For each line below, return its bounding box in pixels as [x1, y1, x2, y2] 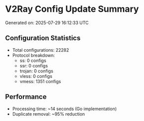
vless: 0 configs [19, 73, 52, 79]
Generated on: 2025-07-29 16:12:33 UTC [5, 20, 89, 26]
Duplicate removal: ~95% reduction [12, 111, 85, 117]
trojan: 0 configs [19, 68, 53, 74]
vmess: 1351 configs [19, 78, 61, 84]
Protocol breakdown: [12, 52, 55, 58]
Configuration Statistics [5, 34, 81, 42]
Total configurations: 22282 [12, 47, 69, 53]
